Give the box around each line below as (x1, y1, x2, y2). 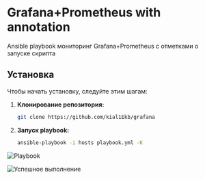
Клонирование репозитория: (16, 100, 105, 109)
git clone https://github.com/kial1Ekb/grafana (16, 113, 155, 120)
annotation (7, 19, 70, 35)
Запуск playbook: (16, 126, 70, 134)
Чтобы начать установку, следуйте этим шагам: (7, 87, 148, 95)
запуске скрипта (7, 49, 56, 57)
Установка (7, 69, 55, 81)
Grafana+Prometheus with (7, 5, 161, 20)
